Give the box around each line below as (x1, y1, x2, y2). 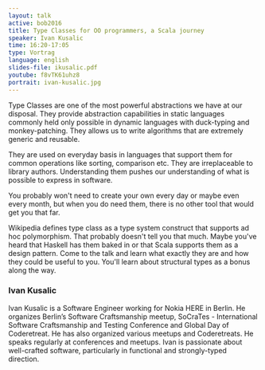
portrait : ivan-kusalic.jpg (8, 78, 102, 86)
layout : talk (8, 11, 52, 20)
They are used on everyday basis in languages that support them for (8, 149, 233, 159)
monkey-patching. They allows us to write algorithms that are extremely (8, 125, 244, 136)
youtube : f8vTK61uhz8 (8, 71, 80, 79)
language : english (8, 57, 69, 65)
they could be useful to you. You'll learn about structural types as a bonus (8, 257, 251, 266)
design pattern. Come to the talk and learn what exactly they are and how (8, 248, 249, 258)
